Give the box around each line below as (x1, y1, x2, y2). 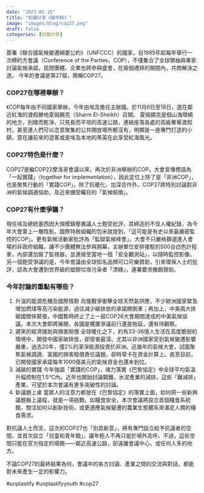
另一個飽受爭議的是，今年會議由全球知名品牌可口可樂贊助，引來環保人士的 (6, 258, 192, 265)
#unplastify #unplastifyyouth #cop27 (6, 480, 99, 488)
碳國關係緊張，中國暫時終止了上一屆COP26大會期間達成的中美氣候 (15, 313, 182, 320)
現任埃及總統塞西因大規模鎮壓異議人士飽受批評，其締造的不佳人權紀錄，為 (6, 220, 192, 228)
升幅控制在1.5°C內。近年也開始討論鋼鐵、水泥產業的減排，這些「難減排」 (15, 374, 196, 381)
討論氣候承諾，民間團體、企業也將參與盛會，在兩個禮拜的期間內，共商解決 (6, 65, 192, 72)
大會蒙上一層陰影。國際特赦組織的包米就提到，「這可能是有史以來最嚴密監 (11, 228, 195, 235)
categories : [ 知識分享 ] (6, 32, 63, 38)
